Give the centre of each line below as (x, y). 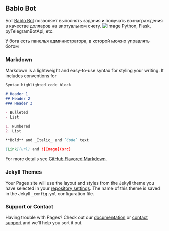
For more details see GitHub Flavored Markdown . (56, 159)
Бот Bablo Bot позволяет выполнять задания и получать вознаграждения (84, 20)
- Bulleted (17, 112)
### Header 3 (19, 103)
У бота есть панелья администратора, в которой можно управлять (78, 41)
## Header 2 (18, 99)
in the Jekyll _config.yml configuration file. (50, 194)
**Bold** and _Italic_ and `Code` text (47, 140)
